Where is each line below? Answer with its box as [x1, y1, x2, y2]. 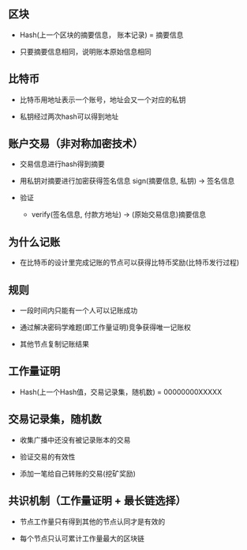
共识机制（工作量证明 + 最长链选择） [8, 494, 187, 508]
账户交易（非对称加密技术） [8, 137, 144, 150]
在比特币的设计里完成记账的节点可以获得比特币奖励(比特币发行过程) [19, 258, 240, 267]
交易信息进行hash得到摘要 [19, 159, 105, 169]
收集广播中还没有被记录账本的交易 [19, 434, 131, 445]
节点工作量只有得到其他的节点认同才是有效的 [19, 517, 166, 526]
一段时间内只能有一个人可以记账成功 [19, 305, 138, 315]
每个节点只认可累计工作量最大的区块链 [19, 533, 144, 543]
